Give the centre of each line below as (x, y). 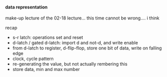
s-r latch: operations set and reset (48, 37)
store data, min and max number (46, 69)
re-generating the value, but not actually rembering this (70, 64)
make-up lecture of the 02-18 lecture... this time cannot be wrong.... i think (82, 18)
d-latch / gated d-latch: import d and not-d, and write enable (75, 43)
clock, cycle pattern (33, 59)
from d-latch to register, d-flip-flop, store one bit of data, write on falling (87, 48)
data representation (26, 7)
